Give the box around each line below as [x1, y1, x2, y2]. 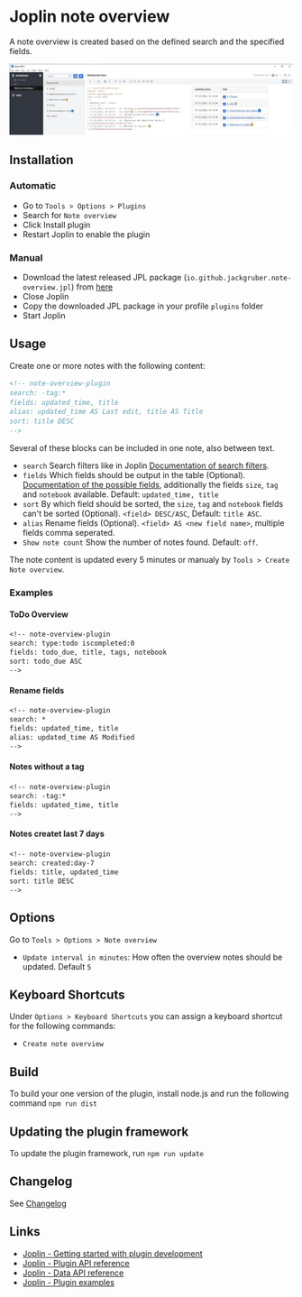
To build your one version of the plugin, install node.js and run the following [9, 1089, 289, 1099]
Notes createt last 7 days [9, 828, 105, 840]
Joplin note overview [9, 6, 170, 27]
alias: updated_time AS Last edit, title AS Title [9, 408, 204, 417]
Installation [9, 152, 74, 168]
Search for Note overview [22, 209, 117, 220]
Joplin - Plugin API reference [22, 1257, 130, 1268]
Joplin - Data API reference [22, 1267, 124, 1278]
